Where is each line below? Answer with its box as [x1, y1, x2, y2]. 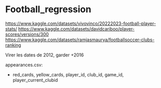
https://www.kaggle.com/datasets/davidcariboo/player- [18, 25, 135, 32]
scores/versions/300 [5, 31, 49, 37]
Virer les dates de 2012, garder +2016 [5, 52, 84, 58]
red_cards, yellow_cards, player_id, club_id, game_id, [12, 71, 124, 77]
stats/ [5, 25, 17, 32]
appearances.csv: [5, 62, 43, 68]
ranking [5, 42, 21, 48]
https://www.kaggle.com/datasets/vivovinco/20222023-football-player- [5, 20, 156, 26]
